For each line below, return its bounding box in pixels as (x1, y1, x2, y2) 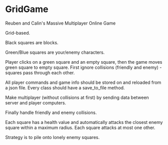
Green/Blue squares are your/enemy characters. (5, 49, 105, 55)
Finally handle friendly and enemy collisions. (5, 109, 97, 115)
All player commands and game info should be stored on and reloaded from (5, 79, 161, 85)
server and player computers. (5, 99, 67, 106)
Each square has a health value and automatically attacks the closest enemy (5, 119, 163, 125)
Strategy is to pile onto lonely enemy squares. (5, 134, 100, 140)
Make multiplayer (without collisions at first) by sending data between (5, 94, 149, 100)
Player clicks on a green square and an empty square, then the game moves (5, 59, 162, 65)
